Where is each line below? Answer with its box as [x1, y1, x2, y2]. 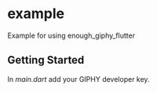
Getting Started [7, 53, 85, 67]
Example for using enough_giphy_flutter [7, 31, 135, 40]
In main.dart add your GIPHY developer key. [7, 74, 150, 83]
